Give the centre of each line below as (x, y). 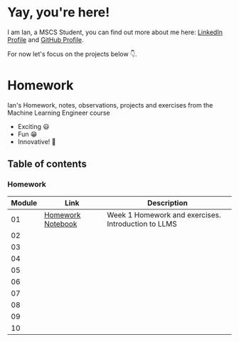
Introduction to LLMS (142, 224)
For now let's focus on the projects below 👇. (72, 53)
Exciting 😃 (33, 126)
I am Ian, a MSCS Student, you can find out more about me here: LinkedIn (115, 32)
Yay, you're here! (59, 12)
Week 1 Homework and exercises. (164, 214)
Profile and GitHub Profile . (46, 39)
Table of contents (47, 164)
